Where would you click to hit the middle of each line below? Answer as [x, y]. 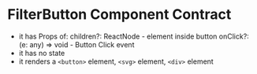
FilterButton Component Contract [119, 15]
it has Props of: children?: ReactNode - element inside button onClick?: [134, 36]
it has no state [42, 53]
